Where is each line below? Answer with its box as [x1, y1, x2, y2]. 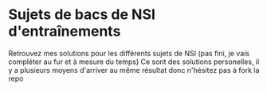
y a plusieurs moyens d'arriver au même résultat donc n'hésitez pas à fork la [8, 65, 260, 74]
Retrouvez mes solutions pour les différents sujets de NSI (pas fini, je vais [8, 48, 249, 58]
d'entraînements [8, 22, 121, 40]
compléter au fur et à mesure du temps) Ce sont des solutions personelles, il [8, 57, 260, 66]
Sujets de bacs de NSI [8, 6, 155, 24]
